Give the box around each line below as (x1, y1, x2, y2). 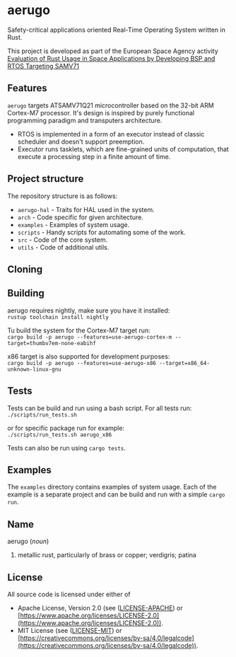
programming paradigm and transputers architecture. (7, 116, 163, 124)
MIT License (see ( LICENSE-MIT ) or (17, 627, 122, 635)
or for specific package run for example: (7, 424, 125, 432)
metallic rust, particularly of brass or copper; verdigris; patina (17, 551, 196, 559)
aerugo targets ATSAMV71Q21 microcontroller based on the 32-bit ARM (7, 101, 214, 110)
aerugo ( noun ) (7, 537, 49, 546)
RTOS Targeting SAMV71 (7, 62, 80, 70)
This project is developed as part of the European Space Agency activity (7, 47, 219, 55)
